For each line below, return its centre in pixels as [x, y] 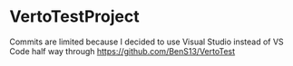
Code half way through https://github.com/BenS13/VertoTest [122, 51]
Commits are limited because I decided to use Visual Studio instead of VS [146, 42]
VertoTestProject [75, 17]
